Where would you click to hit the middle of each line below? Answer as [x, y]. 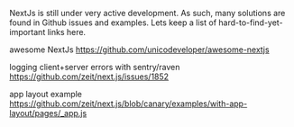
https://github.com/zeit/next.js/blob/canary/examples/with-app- [129, 104]
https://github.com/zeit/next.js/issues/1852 [89, 77]
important [28, 32]
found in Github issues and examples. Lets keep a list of [113, 23]
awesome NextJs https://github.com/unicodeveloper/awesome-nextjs [139, 50]
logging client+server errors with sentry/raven [95, 67]
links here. [67, 32]
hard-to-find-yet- [251, 23]
